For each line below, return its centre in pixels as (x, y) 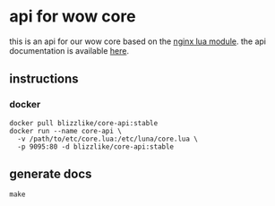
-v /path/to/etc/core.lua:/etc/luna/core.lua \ (108, 139)
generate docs (51, 174)
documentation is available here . (69, 50)
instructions (44, 79)
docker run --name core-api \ (66, 131)
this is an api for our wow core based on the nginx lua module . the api (138, 41)
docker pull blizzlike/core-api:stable (84, 123)
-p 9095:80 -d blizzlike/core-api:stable (96, 146)
